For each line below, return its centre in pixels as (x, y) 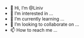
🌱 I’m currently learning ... (37, 19)
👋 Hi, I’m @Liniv (26, 8)
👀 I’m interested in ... (32, 13)
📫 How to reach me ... (34, 30)
